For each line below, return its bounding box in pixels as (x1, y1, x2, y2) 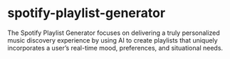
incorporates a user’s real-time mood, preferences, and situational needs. (7, 43, 223, 52)
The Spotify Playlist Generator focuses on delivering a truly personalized (7, 28, 221, 37)
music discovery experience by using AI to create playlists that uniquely (7, 36, 219, 44)
